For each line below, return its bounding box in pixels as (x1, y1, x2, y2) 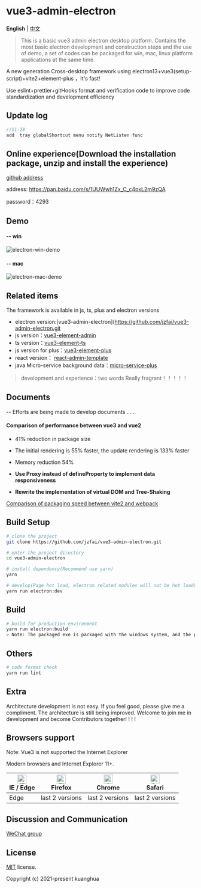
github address (6, 174, 44, 181)
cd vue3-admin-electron (6, 555, 66, 561)
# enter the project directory (6, 550, 84, 556)
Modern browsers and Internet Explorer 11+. (6, 760, 115, 767)
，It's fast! (75, 75, 100, 82)
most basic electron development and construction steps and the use (20, 43, 193, 50)
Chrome (96, 783, 120, 792)
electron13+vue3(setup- (132, 67, 192, 75)
